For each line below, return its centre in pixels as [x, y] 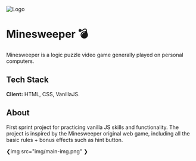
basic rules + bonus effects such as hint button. [65, 140]
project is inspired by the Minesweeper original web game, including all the [98, 133]
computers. [20, 61]
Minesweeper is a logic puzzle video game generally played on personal [95, 55]
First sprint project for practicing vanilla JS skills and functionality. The [93, 127]
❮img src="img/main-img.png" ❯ [47, 151]
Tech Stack [27, 80]
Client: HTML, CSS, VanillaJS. [43, 94]
